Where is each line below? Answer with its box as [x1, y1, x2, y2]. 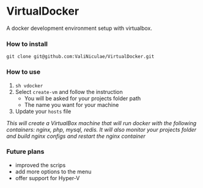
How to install [6, 40, 48, 48]
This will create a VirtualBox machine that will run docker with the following [6, 119, 197, 126]
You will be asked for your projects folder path [24, 95, 141, 102]
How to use [6, 68, 41, 76]
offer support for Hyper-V [15, 174, 80, 181]
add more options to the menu [15, 168, 92, 175]
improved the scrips [15, 161, 66, 168]
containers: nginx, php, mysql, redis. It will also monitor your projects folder [6, 126, 197, 133]
